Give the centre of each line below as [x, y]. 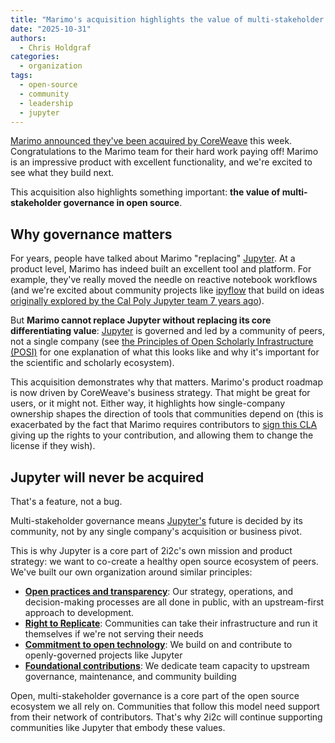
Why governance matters [91, 234]
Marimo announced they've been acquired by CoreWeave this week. [151, 141]
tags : [21, 76]
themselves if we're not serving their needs [114, 634]
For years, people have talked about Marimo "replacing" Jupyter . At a [153, 258]
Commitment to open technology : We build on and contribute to [158, 644]
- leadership [46, 103]
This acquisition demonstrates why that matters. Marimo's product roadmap [167, 382]
